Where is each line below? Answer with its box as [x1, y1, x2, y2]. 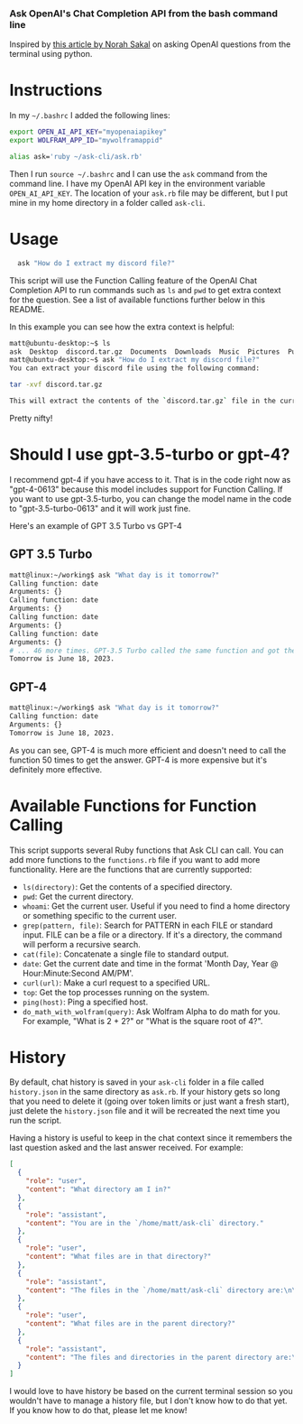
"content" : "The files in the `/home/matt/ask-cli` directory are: [25, 1285, 284, 1295]
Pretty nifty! [9, 412, 53, 423]
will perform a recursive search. [22, 939, 142, 949]
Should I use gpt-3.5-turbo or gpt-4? [9, 445, 290, 465]
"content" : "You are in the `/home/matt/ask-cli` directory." [25, 1218, 264, 1227]
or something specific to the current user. [22, 910, 178, 920]
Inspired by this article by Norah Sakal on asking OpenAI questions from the [9, 39, 291, 50]
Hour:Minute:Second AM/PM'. [22, 967, 133, 978]
